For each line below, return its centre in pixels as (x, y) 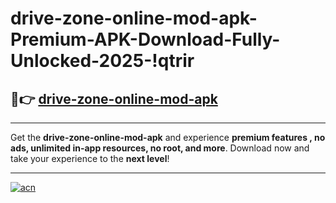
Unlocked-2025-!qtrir (102, 61)
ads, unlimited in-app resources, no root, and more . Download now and (160, 148)
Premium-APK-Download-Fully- (145, 39)
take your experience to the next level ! (90, 158)
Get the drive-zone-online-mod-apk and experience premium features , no (168, 137)
